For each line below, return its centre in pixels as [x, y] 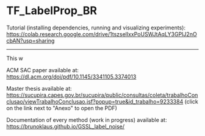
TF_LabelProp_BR [52, 11]
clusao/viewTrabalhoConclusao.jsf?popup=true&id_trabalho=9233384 [95, 101]
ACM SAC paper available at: [43, 70]
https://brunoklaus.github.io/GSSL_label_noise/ [66, 126]
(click [191, 101]
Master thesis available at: [39, 88]
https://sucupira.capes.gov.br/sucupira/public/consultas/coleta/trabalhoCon [102, 95]
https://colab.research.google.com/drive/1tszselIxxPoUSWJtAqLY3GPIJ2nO [102, 34]
